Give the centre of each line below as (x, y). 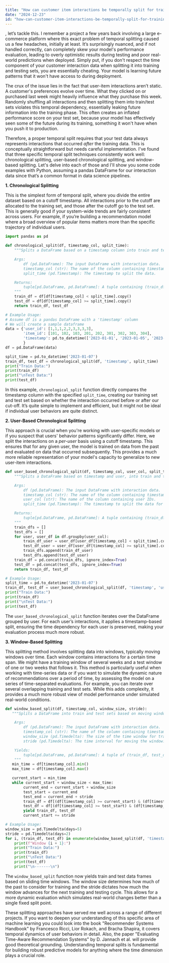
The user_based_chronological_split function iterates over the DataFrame (82, 616)
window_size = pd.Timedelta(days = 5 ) (44, 829)
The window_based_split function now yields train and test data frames (78, 876)
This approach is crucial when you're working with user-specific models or (83, 430)
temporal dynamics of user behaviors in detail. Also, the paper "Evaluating (82, 934)
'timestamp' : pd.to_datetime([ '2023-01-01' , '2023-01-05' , (87, 338)
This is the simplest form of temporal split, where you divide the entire (78, 195)
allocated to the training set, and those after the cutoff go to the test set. (80, 206)
